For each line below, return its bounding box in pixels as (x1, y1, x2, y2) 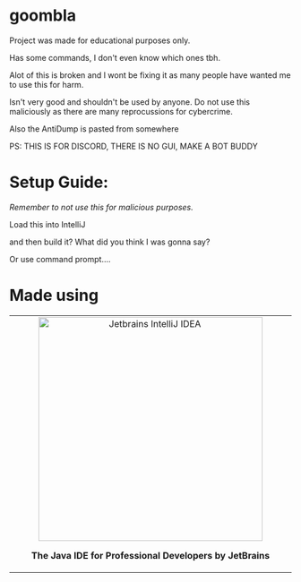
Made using (9, 286, 99, 305)
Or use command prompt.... (9, 253, 111, 264)
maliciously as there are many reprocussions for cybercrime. (9, 106, 233, 116)
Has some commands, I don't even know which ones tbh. (9, 52, 221, 63)
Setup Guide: (9, 172, 109, 193)
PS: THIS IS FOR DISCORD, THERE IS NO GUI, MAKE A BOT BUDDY (9, 141, 258, 151)
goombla (9, 5, 77, 26)
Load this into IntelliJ (9, 218, 86, 229)
